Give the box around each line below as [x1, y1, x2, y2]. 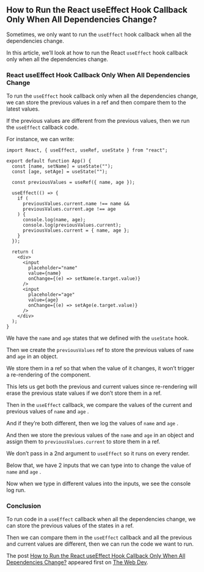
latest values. [6, 105, 40, 112]
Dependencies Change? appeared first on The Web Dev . [6, 559, 148, 566]
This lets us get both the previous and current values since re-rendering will [6, 383, 197, 391]
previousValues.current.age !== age [22, 206, 116, 213]
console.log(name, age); [22, 217, 86, 223]
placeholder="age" [28, 291, 75, 298]
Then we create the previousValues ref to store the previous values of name [6, 346, 194, 354]
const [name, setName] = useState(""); [12, 163, 114, 170]
